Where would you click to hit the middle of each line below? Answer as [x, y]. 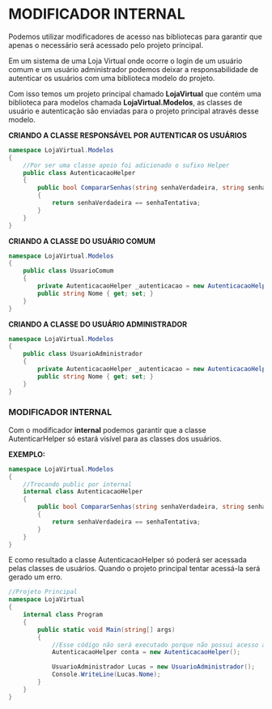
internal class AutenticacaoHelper [83, 492]
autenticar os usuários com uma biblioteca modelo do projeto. [112, 78]
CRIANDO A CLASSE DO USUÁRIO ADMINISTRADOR [98, 324]
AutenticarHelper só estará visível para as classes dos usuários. [115, 438]
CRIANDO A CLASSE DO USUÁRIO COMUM [82, 241]
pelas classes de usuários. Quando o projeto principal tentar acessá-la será [134, 569]
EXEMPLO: [27, 454]
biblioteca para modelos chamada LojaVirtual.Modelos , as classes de [125, 102]
